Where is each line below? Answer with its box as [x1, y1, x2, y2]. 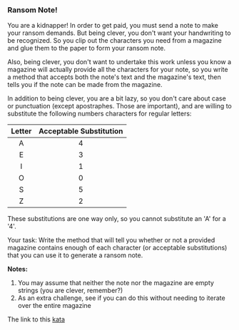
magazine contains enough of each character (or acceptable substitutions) [7, 244, 228, 252]
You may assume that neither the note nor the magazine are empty [17, 279, 214, 287]
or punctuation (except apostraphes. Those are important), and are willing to [7, 102, 232, 110]
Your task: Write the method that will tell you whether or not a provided [7, 236, 215, 244]
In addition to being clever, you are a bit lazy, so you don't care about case [7, 94, 226, 103]
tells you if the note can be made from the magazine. [7, 81, 163, 89]
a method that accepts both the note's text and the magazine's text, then [7, 73, 221, 81]
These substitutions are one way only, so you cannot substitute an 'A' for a [7, 215, 226, 223]
